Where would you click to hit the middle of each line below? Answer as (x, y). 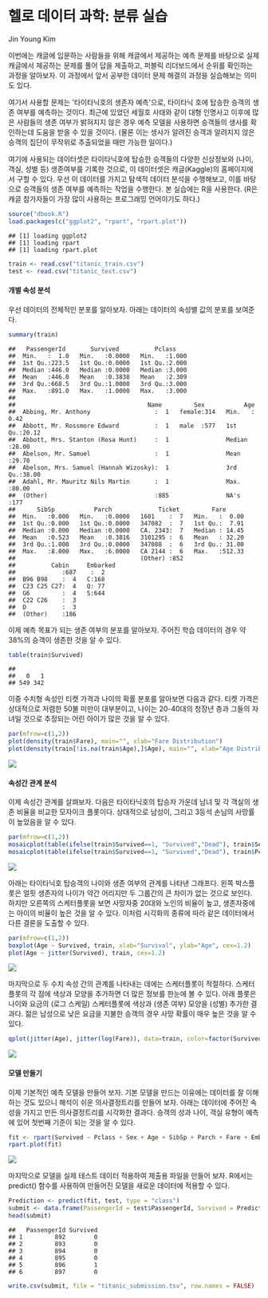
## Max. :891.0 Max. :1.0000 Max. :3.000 (98, 391)
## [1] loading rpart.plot (53, 250)
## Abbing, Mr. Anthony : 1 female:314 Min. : (132, 411)
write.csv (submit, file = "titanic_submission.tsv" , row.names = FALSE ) (132, 1286)
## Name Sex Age (132, 405)
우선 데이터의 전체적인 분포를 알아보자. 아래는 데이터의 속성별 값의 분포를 (121, 309)
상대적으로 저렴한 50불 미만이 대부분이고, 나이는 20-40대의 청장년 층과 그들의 (129, 709)
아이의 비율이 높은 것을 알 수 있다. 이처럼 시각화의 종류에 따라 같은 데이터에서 (136, 913)
